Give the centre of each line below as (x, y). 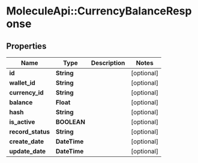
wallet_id (22, 83)
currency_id (26, 93)
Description (108, 63)
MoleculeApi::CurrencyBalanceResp (99, 11)
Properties (26, 46)
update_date (28, 151)
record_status (29, 132)
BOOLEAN (70, 122)
